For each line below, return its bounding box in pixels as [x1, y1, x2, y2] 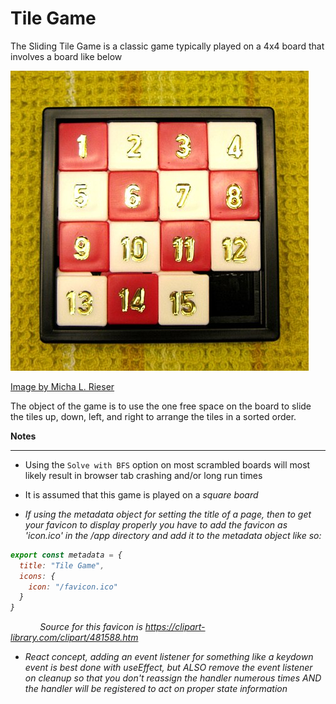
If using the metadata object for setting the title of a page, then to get [24, 508, 312, 520]
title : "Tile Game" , [19, 560, 105, 571]
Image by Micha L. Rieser [10, 380, 115, 392]
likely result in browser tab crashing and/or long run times [24, 469, 263, 481]
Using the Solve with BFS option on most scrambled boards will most [24, 458, 311, 471]
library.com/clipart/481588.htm [10, 632, 139, 644]
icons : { [19, 571, 56, 581]
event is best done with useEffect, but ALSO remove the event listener [24, 662, 313, 674]
